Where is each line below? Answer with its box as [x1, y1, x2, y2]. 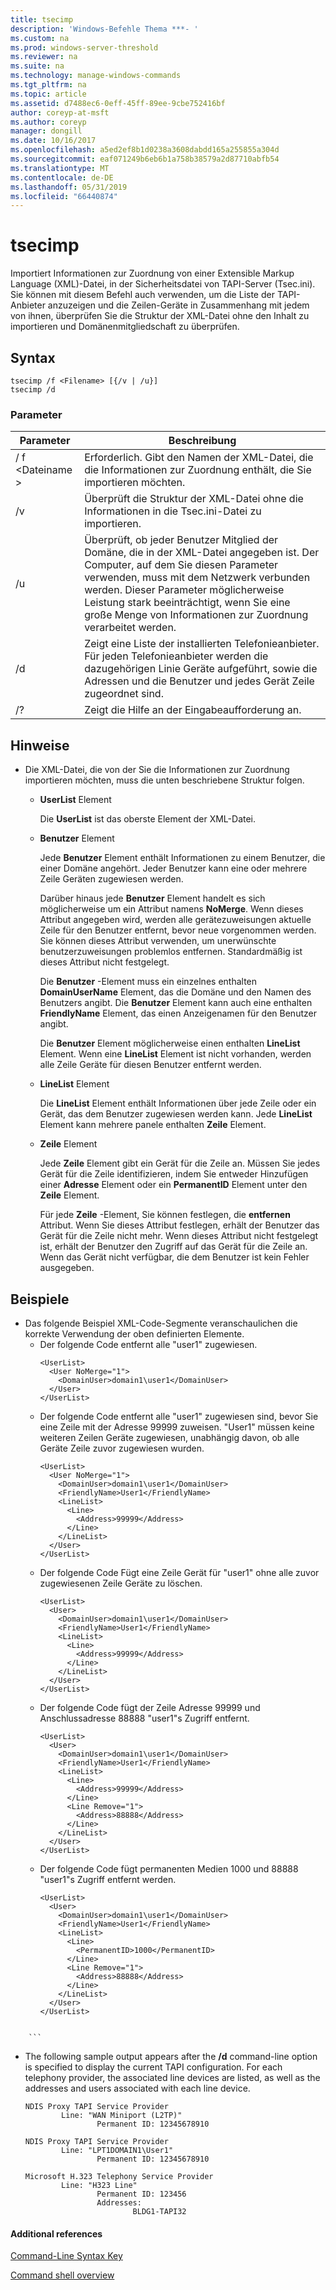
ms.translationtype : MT [10, 163, 110, 173]
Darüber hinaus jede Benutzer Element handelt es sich [39, 892, 266, 905]
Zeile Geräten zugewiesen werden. [39, 873, 184, 885]
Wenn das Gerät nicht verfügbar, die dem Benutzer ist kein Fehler [39, 1251, 310, 1263]
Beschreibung [168, 434, 237, 448]
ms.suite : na [10, 61, 65, 71]
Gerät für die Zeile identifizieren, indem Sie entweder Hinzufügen [39, 1168, 309, 1180]
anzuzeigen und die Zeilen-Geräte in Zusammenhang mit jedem [47, 299, 310, 311]
